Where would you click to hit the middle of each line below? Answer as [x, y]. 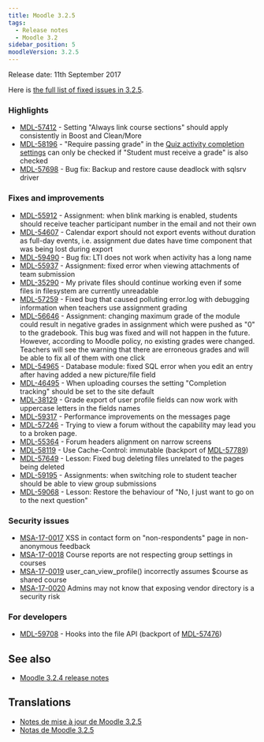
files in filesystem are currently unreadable [89, 291]
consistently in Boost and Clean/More [80, 136]
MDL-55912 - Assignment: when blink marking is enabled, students [128, 215]
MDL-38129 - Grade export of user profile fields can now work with [128, 400]
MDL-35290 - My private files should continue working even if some [130, 282]
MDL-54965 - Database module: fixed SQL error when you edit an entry [136, 366]
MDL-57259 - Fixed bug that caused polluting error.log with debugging [134, 299]
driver [29, 177]
